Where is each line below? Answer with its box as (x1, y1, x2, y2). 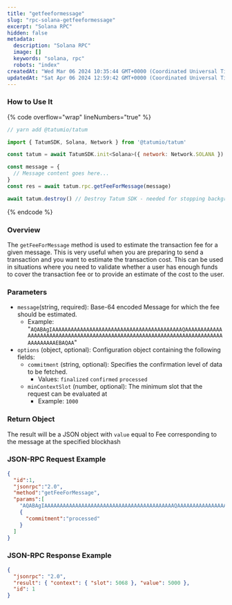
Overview (7, 225, 41, 235)
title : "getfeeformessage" (7, 10, 85, 17)
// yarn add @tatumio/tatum (7, 126, 88, 133)
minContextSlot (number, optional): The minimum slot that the (27, 383, 203, 391)
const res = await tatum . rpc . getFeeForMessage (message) (7, 182, 171, 190)
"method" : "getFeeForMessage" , (13, 490, 100, 497)
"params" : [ (13, 496, 45, 503)
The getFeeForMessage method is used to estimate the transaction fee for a (7, 240, 219, 249)
